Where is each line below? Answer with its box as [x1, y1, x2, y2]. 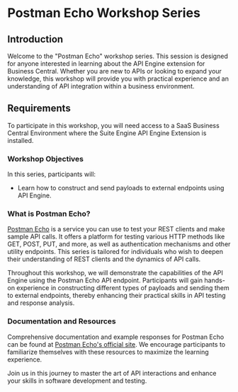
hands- [204, 276, 225, 284]
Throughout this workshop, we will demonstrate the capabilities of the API [7, 269, 223, 277]
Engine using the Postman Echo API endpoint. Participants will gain [7, 276, 203, 284]
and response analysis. [7, 299, 75, 307]
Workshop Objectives [7, 154, 84, 163]
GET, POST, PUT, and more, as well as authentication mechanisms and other [7, 240, 231, 248]
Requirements [7, 103, 71, 115]
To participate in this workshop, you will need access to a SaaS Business [7, 121, 220, 129]
